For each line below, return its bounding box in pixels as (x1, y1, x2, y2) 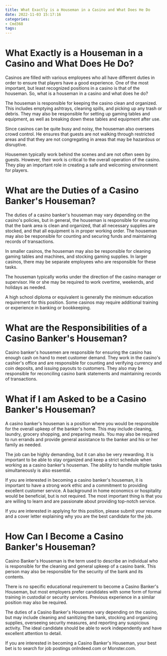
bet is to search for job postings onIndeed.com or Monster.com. (5, 645, 136, 651)
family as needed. (5, 442, 42, 448)
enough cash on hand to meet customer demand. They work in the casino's (5, 354, 161, 360)
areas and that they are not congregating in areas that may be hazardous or (5, 136, 161, 142)
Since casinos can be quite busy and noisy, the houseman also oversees (5, 126, 155, 132)
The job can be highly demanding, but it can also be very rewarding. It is (5, 451, 154, 457)
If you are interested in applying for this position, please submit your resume (5, 508, 162, 514)
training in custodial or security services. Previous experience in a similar (5, 594, 156, 600)
